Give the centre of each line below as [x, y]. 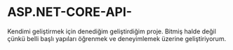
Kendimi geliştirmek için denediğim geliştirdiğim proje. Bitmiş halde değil [112, 31]
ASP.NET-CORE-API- [69, 12]
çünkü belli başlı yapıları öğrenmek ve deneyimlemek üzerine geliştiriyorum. [117, 38]
